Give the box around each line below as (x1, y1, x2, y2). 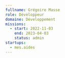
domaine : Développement (5, 17, 56, 22)
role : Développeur (5, 12, 44, 17)
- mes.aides (10, 45, 36, 50)
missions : (5, 21, 26, 27)
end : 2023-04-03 (14, 31, 49, 36)
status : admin (14, 36, 44, 41)
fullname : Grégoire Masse (5, 7, 60, 13)
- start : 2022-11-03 (10, 26, 53, 31)
